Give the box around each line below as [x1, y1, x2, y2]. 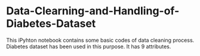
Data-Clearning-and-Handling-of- [6, 4, 180, 18]
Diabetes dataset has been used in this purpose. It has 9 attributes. [6, 43, 171, 50]
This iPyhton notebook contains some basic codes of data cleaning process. [6, 36, 195, 43]
